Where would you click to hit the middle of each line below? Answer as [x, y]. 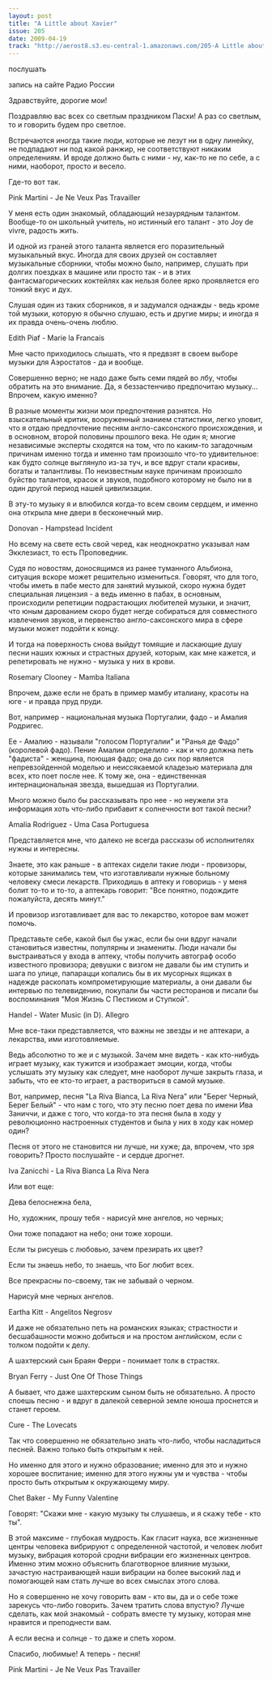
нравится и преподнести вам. [60, 1623]
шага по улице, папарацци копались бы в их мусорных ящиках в [120, 974]
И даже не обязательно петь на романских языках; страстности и [123, 1328]
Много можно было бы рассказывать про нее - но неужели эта [118, 800]
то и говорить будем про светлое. [67, 125]
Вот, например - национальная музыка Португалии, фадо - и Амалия [128, 717]
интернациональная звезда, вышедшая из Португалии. [104, 785]
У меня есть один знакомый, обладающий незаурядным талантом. [124, 213]
